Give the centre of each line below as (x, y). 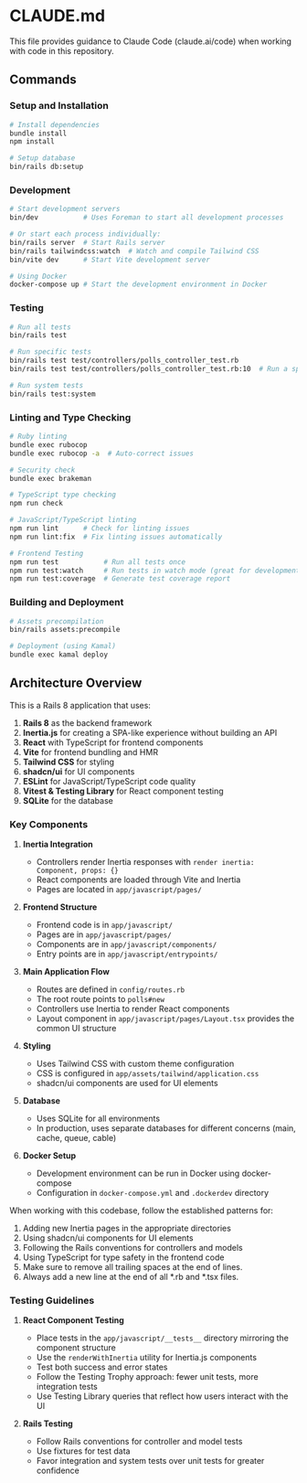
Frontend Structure (60, 907)
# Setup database (42, 158)
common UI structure (76, 1029)
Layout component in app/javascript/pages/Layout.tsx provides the (165, 1019)
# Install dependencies (55, 124)
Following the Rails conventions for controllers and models (133, 1248)
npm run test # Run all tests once (97, 562)
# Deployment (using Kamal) (63, 646)
